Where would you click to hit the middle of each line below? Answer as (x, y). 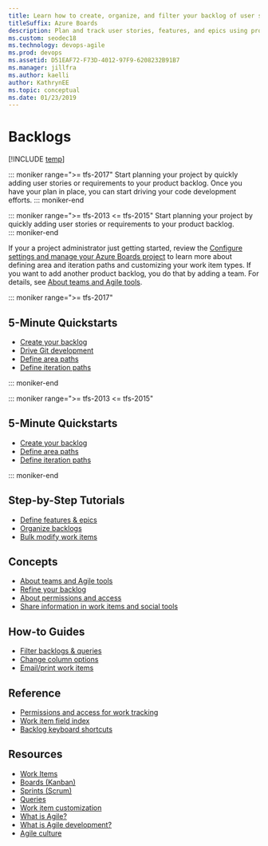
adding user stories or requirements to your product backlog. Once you (126, 183)
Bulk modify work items (59, 537)
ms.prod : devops (35, 53)
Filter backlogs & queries (61, 651)
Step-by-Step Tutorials (67, 501)
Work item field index (55, 721)
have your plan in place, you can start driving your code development (122, 192)
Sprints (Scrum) (46, 790)
